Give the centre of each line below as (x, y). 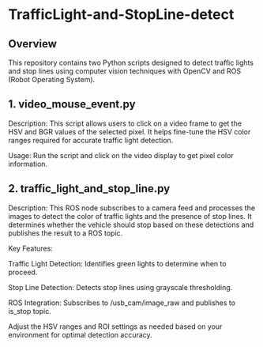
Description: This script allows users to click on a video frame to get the (125, 123)
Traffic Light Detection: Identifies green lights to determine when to (117, 263)
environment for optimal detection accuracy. (80, 334)
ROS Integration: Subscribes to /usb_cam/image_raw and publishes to (122, 303)
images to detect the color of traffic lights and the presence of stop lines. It (130, 216)
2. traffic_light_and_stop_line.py (89, 189)
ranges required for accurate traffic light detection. (91, 140)
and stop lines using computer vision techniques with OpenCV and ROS (125, 71)
